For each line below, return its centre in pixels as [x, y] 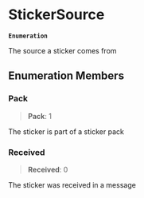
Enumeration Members [66, 76]
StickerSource [56, 15]
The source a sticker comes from [62, 50]
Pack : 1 [39, 116]
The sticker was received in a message [72, 184]
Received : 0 [48, 169]
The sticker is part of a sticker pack [66, 131]
